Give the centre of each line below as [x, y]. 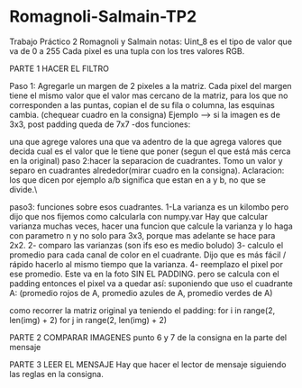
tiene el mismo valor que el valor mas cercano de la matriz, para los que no [149, 95]
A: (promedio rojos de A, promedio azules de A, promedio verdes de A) [141, 293]
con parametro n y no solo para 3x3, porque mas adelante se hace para [142, 235]
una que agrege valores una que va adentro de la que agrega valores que [146, 141]
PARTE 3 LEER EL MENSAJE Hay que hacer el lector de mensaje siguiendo [148, 364]
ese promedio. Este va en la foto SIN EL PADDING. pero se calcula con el [144, 274]
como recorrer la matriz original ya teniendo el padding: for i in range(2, [142, 310]
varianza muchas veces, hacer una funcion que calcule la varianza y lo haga [151, 226]
